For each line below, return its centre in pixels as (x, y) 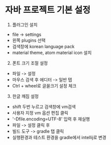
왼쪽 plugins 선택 (29, 40)
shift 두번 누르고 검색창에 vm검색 (44, 107)
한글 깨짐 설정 (25, 96)
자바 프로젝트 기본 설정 (48, 10)
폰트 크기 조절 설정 (30, 63)
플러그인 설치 (25, 25)
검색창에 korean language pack (43, 46)
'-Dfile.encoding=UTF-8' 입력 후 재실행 (51, 119)
